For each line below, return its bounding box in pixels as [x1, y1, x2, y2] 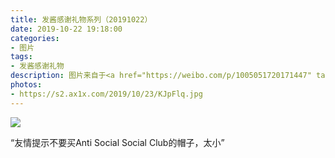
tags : [10, 52, 33, 62]
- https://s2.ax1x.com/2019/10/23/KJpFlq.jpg [10, 89, 203, 99]
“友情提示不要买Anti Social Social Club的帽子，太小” [10, 136, 225, 148]
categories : [10, 33, 60, 43]
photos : [10, 80, 43, 90]
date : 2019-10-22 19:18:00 [10, 24, 123, 34]
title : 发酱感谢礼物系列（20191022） [10, 14, 153, 25]
